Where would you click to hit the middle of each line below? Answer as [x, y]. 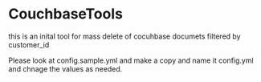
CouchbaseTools [65, 14]
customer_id [29, 44]
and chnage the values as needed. [65, 68]
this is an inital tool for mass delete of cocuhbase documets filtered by [124, 36]
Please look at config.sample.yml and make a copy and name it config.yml [131, 60]
